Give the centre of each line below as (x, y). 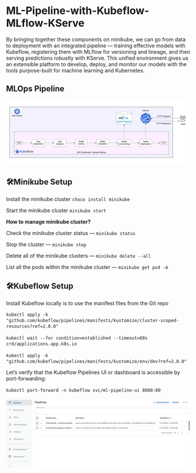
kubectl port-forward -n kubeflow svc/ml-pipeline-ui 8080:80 (83, 390)
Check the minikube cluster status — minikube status (71, 233)
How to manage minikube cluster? (49, 222)
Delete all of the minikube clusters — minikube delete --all (78, 256)
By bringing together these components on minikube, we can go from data (96, 39)
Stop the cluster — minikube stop (46, 244)
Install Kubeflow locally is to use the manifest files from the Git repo (87, 303)
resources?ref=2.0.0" (32, 326)
